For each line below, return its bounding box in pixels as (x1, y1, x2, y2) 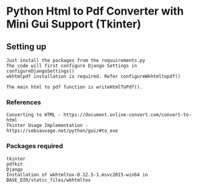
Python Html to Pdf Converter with (6, 4, 184, 18)
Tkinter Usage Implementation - (6, 123, 88, 129)
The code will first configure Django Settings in (6, 63, 137, 69)
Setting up (6, 41, 47, 52)
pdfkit (6, 161, 23, 167)
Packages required (6, 142, 63, 150)
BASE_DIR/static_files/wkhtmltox (6, 177, 91, 183)
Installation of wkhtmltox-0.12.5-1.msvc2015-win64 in (6, 171, 148, 177)
